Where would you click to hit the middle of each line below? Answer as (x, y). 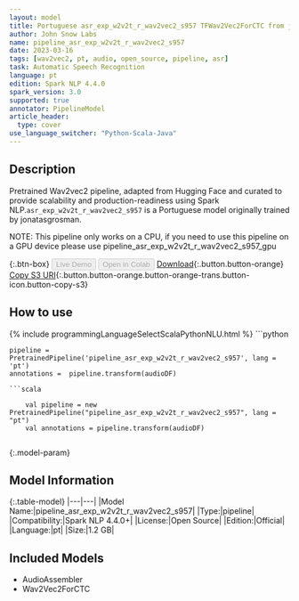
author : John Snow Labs (53, 34)
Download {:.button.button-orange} (220, 264)
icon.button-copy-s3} (49, 284)
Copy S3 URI (32, 275)
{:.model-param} (40, 452)
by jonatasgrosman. (45, 219)
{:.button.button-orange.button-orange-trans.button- (153, 275)
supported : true (39, 100)
